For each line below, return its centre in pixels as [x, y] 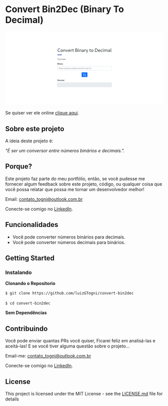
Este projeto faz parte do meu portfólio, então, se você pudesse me [75, 179]
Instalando [18, 272]
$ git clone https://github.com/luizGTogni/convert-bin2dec [70, 294]
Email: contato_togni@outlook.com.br [44, 199]
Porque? [19, 167]
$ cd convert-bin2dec [28, 304]
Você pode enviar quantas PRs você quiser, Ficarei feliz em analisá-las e [80, 341]
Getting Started [30, 258]
